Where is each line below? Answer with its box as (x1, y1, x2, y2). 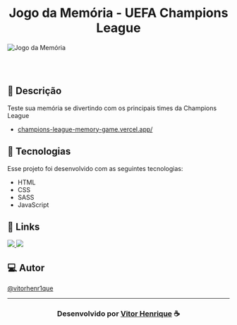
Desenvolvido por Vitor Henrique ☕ (56, 309, 181, 319)
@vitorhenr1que (7, 284, 54, 292)
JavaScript (17, 200, 49, 209)
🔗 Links (7, 220, 40, 232)
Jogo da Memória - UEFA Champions (8, 5, 229, 21)
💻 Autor (7, 261, 45, 273)
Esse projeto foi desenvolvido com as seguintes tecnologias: (7, 164, 183, 172)
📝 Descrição (7, 85, 62, 97)
